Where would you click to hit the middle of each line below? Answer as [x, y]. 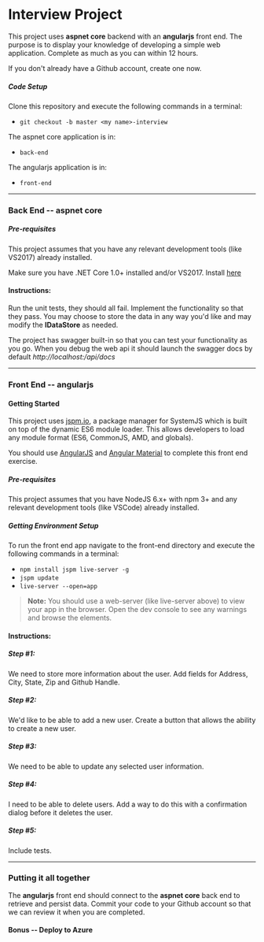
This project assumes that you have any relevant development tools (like [125, 249]
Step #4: [22, 784]
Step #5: [22, 831]
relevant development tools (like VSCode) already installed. [104, 508]
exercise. [23, 462]
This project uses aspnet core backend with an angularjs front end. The [125, 36]
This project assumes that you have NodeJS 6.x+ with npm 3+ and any [123, 499]
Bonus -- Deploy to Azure [50, 930]
